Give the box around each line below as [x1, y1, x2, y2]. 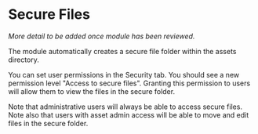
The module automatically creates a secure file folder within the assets [8, 46, 237, 56]
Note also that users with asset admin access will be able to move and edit [8, 110, 249, 119]
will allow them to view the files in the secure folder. [8, 86, 175, 96]
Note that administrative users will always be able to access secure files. [8, 102, 243, 111]
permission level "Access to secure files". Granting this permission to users [8, 78, 251, 88]
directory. [8, 55, 39, 64]
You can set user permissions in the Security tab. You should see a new [8, 70, 240, 79]
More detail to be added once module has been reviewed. [8, 31, 195, 41]
